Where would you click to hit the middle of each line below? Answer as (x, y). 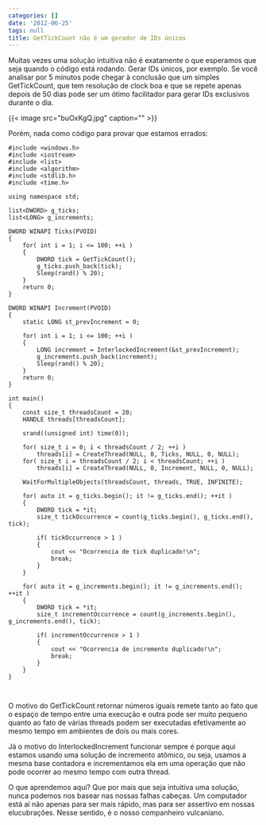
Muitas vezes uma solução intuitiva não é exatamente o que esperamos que (132, 60)
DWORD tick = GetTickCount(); (87, 259)
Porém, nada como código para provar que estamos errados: (108, 134)
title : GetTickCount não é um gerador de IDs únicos (97, 38)
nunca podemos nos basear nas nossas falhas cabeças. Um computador (128, 796)
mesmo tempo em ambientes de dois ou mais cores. (94, 731)
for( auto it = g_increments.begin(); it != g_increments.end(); (133, 587)
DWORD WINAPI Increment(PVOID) (60, 308)
